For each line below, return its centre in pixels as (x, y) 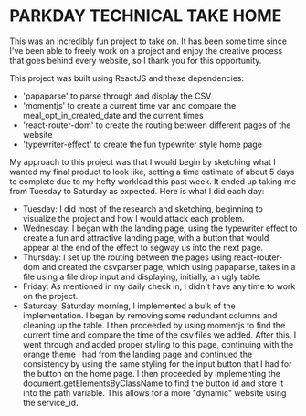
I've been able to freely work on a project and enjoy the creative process (146, 50)
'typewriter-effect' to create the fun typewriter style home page (142, 144)
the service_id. (51, 402)
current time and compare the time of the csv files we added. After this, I (159, 335)
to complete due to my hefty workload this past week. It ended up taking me (153, 181)
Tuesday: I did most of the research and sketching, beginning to (142, 208)
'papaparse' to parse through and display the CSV (117, 96)
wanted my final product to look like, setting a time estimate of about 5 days (152, 172)
